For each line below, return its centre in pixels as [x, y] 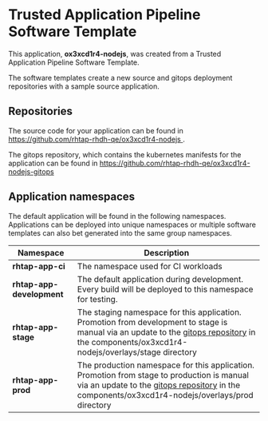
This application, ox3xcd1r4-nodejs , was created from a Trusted [115, 54]
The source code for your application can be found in [96, 130]
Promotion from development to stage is [152, 322]
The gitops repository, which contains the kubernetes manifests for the [125, 154]
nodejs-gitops [31, 171]
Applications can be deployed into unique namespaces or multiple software [132, 224]
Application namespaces [72, 197]
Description [166, 252]
